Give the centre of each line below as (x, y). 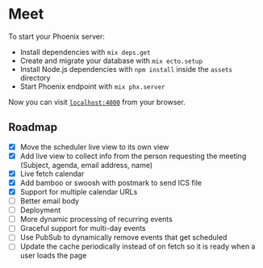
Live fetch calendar (52, 174)
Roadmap (33, 127)
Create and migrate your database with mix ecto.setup (111, 61)
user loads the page (53, 256)
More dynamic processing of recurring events (96, 220)
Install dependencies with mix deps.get (85, 52)
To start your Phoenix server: (56, 36)
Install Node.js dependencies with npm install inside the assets (126, 69)
